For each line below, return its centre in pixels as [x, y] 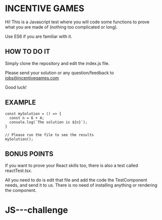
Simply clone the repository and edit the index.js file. [57, 63]
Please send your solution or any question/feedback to [59, 73]
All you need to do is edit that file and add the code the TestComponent [76, 180]
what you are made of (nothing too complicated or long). [61, 27]
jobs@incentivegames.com [32, 78]
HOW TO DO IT [28, 52]
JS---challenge [37, 210]
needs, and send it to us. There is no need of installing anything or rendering [81, 185]
